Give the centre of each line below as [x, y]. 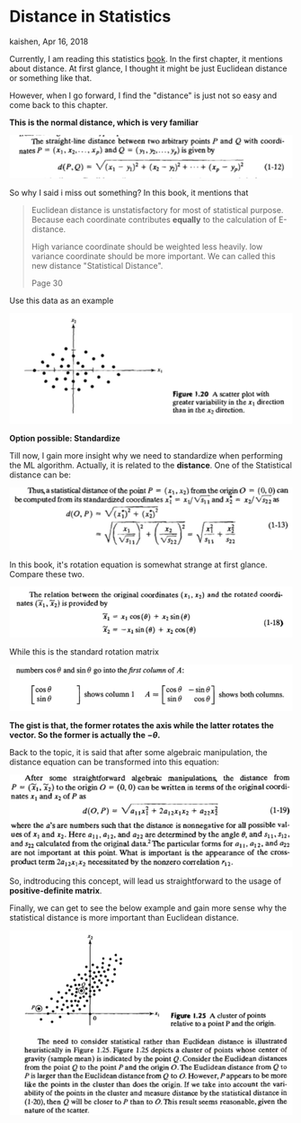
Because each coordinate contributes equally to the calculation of [154, 220]
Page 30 [47, 283]
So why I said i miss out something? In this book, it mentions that [129, 193]
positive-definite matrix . [56, 891]
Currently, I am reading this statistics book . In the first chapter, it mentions [146, 58]
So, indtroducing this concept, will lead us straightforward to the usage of [146, 881]
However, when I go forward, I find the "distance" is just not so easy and [143, 95]
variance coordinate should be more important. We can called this [153, 256]
